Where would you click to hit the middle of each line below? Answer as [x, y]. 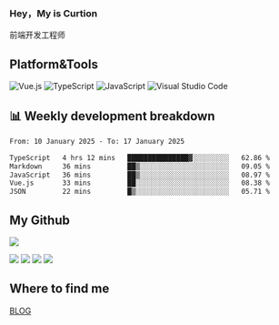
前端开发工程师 [37, 35]
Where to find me [60, 289]
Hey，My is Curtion [54, 13]
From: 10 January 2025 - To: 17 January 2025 [97, 141]
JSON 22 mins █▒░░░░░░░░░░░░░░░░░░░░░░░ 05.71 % [140, 192]
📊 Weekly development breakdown [112, 116]
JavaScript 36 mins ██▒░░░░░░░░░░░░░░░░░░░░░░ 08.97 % [140, 175]
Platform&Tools [54, 64]
